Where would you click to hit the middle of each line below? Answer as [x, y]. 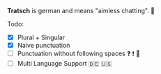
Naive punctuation [44, 46]
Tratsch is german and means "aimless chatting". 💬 [81, 11]
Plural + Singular [41, 37]
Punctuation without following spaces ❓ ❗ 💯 [79, 54]
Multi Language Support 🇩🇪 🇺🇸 [64, 64]
